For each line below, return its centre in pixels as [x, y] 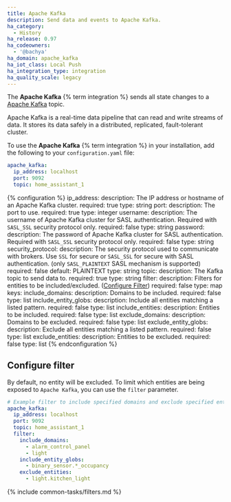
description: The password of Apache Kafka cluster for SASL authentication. [115, 234]
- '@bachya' [31, 52]
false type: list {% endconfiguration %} [62, 344]
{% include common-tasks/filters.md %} [64, 492]
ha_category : [26, 26]
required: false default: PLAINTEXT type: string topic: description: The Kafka [115, 271]
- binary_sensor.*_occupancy [67, 466]
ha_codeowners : [29, 45]
